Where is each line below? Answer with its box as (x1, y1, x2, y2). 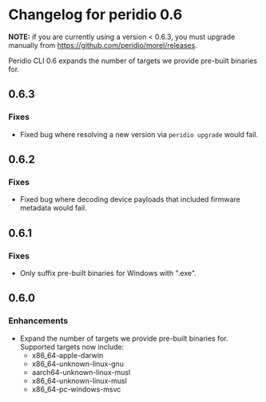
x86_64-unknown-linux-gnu (31, 359, 124, 368)
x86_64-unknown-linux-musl (31, 376, 128, 385)
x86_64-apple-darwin (31, 350, 104, 360)
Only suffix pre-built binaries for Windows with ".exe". (19, 269, 197, 278)
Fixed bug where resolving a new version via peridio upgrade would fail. (19, 129, 258, 139)
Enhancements (8, 315, 69, 326)
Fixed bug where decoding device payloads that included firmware (19, 195, 241, 204)
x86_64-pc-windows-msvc (31, 384, 121, 394)
